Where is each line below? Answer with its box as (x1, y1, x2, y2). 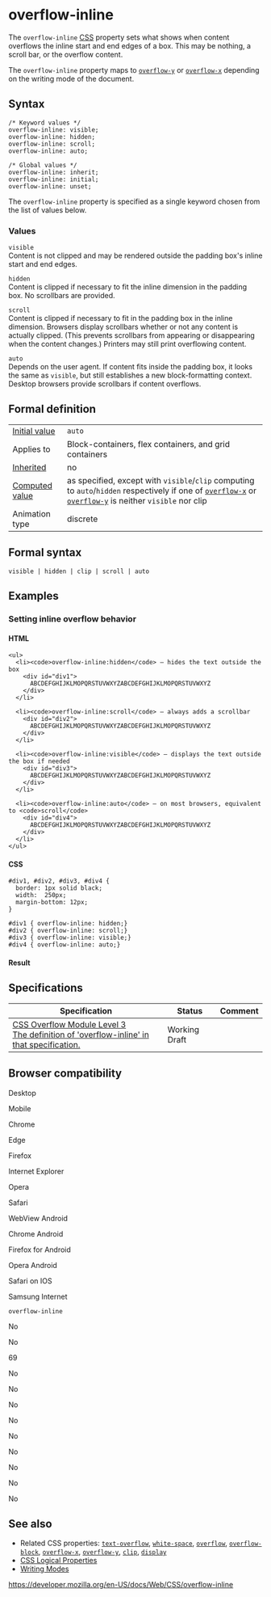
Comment (219, 1005, 259, 1016)
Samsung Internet (8, 1292, 68, 1301)
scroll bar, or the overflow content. (8, 49, 123, 59)
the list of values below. (8, 204, 87, 215)
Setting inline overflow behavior (8, 613, 137, 624)
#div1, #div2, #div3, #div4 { (8, 877, 110, 886)
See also (8, 1517, 52, 1531)
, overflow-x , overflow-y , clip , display (38, 1547, 167, 1557)
